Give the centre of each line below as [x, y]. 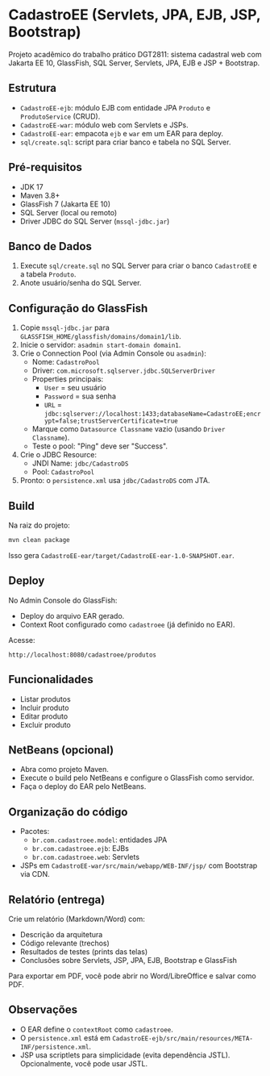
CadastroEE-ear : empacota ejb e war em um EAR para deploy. [122, 133]
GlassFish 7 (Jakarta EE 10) [65, 204]
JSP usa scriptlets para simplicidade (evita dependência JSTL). [125, 1055]
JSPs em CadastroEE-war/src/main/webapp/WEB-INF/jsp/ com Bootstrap [139, 865]
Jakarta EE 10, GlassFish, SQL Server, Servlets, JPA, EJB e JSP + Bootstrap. [134, 63]
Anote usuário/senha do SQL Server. [81, 283]
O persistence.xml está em [65, 1037]
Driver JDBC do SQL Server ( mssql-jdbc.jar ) [95, 221]
